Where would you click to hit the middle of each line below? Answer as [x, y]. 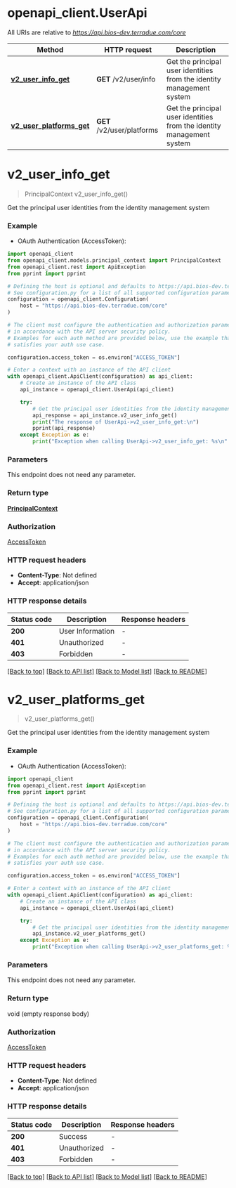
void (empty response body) [48, 1014]
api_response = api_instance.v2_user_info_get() [105, 415]
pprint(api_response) [64, 429]
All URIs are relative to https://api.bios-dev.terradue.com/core [97, 32]
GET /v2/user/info [126, 79]
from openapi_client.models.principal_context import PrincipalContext [114, 261]
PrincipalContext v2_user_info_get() [76, 194]
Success [73, 1136]
